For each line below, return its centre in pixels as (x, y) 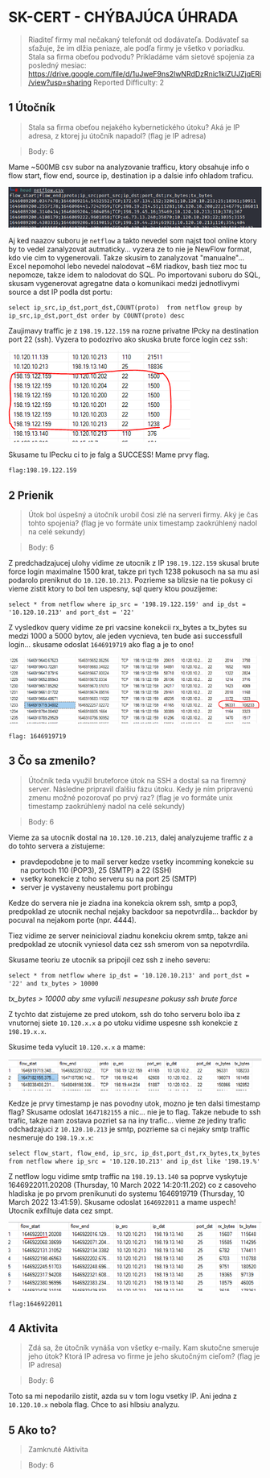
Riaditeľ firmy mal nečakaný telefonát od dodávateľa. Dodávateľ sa (138, 39)
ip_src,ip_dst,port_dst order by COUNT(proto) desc (96, 316)
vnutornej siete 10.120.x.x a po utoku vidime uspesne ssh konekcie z (123, 1023)
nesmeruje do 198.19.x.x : (51, 1138)
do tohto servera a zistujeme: (57, 845)
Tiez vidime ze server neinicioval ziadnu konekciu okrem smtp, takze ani (128, 936)
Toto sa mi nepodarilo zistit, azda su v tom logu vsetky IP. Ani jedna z (123, 1396)
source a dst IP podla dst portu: (60, 292)
